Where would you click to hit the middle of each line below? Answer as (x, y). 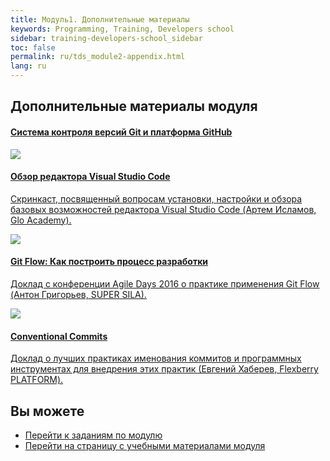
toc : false (33, 47)
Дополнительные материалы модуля (134, 106)
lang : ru (28, 66)
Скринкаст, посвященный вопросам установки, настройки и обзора (156, 198)
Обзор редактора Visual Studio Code (90, 177)
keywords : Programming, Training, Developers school (122, 29)
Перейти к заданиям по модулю (93, 435)
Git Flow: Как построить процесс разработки (109, 262)
